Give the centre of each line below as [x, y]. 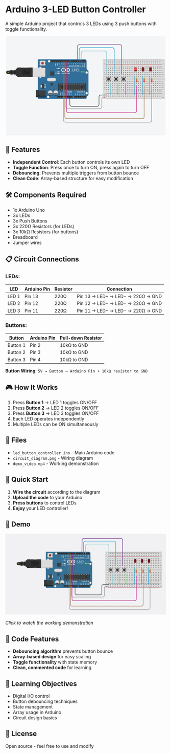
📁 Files [16, 440]
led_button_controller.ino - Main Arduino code [64, 452]
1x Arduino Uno [29, 210]
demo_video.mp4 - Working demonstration [56, 463]
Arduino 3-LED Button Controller [76, 9]
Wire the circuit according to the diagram [56, 492]
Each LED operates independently [48, 418]
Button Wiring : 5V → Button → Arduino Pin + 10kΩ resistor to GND [77, 371]
